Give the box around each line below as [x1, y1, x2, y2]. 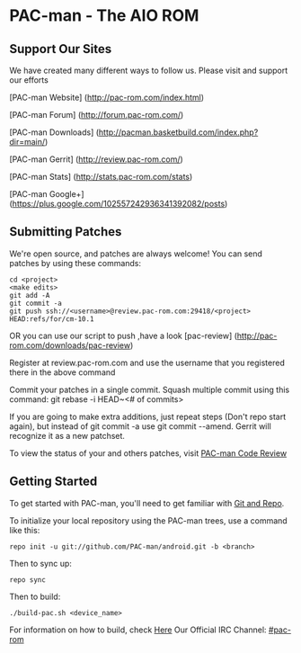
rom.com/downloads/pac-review [9, 339, 131, 351]
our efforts [9, 75, 49, 85]
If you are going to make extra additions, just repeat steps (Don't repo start [9, 411, 287, 422]
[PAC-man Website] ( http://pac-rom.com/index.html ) [9, 92, 205, 103]
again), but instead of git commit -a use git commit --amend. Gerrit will [9, 420, 271, 432]
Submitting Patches [9, 224, 122, 239]
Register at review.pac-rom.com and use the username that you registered [9, 357, 285, 368]
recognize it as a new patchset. [9, 430, 126, 441]
